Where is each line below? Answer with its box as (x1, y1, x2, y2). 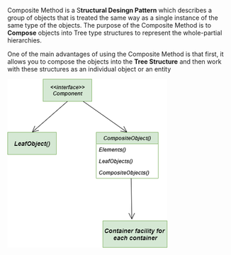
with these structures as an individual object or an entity (7, 65, 171, 73)
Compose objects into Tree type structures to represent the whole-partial (7, 28, 222, 37)
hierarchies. (7, 36, 43, 45)
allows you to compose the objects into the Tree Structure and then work (7, 57, 222, 66)
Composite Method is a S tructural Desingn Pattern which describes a (7, 6, 213, 14)
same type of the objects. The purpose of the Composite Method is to (7, 21, 211, 29)
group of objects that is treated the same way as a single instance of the (7, 13, 218, 22)
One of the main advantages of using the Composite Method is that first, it (7, 50, 225, 58)
